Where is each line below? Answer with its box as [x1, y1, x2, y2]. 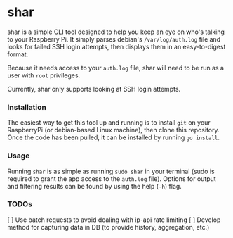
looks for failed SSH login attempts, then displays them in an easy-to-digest [7, 42, 226, 51]
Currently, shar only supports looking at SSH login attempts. [7, 84, 181, 93]
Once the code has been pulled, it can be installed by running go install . [7, 133, 220, 142]
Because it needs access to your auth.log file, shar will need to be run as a [7, 63, 225, 72]
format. [7, 50, 29, 58]
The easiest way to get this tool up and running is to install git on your [7, 118, 211, 127]
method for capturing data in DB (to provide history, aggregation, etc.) [7, 223, 210, 231]
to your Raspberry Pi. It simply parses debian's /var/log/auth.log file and [7, 35, 221, 43]
